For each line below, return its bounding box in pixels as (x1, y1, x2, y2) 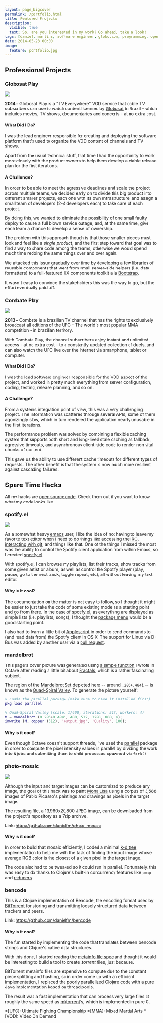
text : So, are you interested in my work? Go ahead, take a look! (9, 30, 147, 35)
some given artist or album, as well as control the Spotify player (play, (5, 566, 145, 572)
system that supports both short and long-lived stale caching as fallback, (5, 436, 151, 443)
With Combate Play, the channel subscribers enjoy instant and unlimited (5, 337, 149, 342)
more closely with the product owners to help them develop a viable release (5, 158, 157, 163)
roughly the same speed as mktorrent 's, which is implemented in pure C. (5, 999, 150, 1005)
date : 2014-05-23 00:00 (5, 39, 53, 44)
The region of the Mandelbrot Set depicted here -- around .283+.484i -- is (5, 682, 154, 688)
